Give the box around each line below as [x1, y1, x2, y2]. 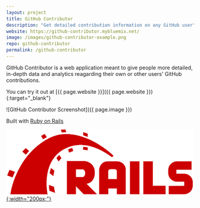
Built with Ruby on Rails [6, 117, 64, 124]
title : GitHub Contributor [6, 15, 73, 22]
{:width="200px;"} [6, 196, 52, 203]
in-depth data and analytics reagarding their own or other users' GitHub [6, 70, 182, 77]
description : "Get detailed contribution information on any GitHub [6, 22, 180, 28]
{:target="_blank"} [6, 94, 51, 101]
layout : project [6, 9, 46, 15]
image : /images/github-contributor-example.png [6, 34, 127, 41]
